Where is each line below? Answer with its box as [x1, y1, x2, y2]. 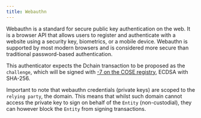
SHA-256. [6, 74, 31, 82]
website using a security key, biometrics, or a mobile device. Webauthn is [6, 38, 188, 45]
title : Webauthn [6, 8, 47, 15]
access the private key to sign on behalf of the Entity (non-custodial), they [6, 99, 192, 106]
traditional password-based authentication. [6, 50, 113, 57]
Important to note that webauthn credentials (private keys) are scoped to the [6, 86, 196, 93]
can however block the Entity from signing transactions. [6, 105, 146, 112]
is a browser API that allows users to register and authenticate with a [6, 31, 176, 39]
